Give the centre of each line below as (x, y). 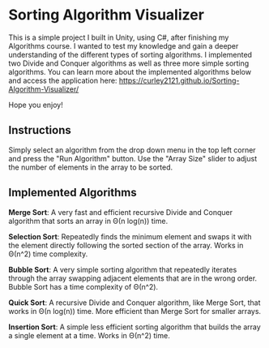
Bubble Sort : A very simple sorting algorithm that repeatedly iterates (123, 269)
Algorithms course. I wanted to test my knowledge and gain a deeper (124, 45)
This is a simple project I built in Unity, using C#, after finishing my (119, 37)
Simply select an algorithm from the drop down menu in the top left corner (132, 150)
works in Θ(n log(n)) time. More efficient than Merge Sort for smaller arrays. (135, 311)
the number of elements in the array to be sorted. (90, 167)
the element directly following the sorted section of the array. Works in (126, 245)
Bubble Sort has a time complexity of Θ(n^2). (83, 286)
